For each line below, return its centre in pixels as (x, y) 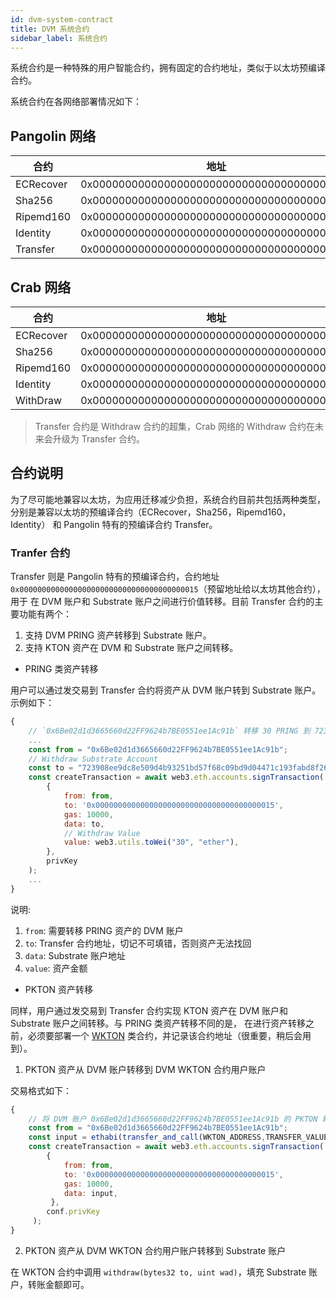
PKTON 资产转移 (58, 989)
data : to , (84, 824)
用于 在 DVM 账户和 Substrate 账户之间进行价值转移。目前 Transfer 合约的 (162, 602)
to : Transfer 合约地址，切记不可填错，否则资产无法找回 (138, 943)
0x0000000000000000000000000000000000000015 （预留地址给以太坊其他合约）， (168, 589)
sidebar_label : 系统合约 (59, 38)
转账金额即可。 (58, 1284)
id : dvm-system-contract (62, 19)
